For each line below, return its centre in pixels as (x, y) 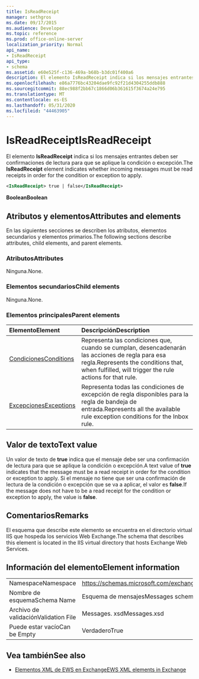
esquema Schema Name (42, 600)
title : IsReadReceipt (33, 12)
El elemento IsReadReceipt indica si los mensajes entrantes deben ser (92, 156)
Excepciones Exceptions (42, 405)
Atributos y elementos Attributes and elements (94, 216)
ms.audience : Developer (36, 28)
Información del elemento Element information (93, 567)
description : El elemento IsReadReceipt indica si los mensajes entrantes (100, 78)
